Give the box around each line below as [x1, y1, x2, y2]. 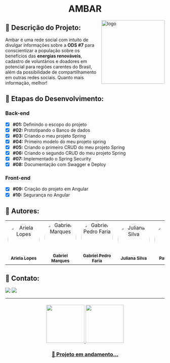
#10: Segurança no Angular [12, 191, 70, 198]
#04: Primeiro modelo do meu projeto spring [12, 138, 106, 145]
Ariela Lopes [11, 255, 37, 261]
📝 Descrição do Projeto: [5, 23, 81, 32]
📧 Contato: [5, 274, 39, 282]
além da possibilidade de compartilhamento [5, 69, 97, 75]
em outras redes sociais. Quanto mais [5, 75, 84, 80]
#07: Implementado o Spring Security [12, 156, 92, 162]
